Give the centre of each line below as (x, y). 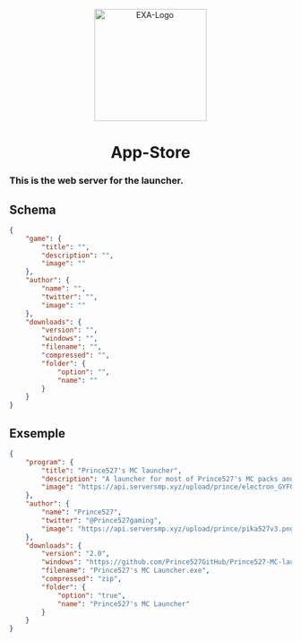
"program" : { (50, 462)
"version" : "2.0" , (76, 554)
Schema (33, 209)
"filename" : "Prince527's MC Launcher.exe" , (126, 571)
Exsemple (37, 433)
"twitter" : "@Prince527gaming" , (102, 520)
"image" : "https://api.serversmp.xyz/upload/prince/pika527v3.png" (170, 529)
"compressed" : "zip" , (82, 579)
